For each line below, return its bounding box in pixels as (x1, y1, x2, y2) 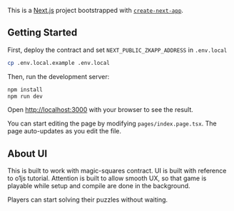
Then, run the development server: (7, 72, 110, 81)
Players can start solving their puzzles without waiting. (7, 195, 168, 204)
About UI (7, 148, 48, 160)
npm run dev (7, 93, 43, 100)
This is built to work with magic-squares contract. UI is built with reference (7, 167, 227, 175)
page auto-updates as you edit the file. (7, 127, 122, 135)
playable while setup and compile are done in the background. (7, 182, 190, 190)
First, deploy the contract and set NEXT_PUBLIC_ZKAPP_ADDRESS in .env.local (7, 46, 228, 54)
